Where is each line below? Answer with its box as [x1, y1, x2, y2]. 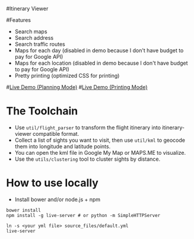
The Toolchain [6, 104, 78, 118]
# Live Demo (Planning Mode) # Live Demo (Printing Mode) [6, 84, 148, 91]
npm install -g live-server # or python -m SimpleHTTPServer [6, 212, 161, 218]
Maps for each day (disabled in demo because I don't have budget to [14, 47, 184, 54]
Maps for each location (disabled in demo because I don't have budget [14, 59, 188, 66]
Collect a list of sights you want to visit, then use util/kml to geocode [14, 136, 186, 144]
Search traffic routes [14, 41, 65, 47]
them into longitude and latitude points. [14, 142, 111, 150]
